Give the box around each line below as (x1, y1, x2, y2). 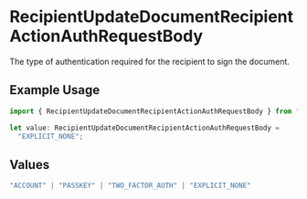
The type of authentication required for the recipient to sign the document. (9, 56, 291, 67)
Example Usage (9, 82, 101, 98)
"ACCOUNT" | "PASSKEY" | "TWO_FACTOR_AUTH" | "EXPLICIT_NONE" (9, 181, 251, 191)
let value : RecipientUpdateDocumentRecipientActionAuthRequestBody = (9, 123, 281, 132)
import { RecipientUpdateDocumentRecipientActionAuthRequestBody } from (9, 107, 292, 116)
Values (9, 157, 50, 173)
